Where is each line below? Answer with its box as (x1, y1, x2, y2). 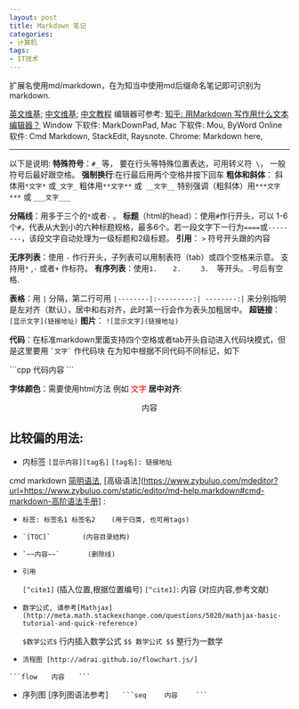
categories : (9, 29, 53, 38)
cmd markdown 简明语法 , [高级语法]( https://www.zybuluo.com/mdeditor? (9, 474, 279, 486)
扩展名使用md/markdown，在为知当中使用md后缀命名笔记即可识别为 (9, 80, 262, 90)
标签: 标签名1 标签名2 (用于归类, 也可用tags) (21, 515, 190, 524)
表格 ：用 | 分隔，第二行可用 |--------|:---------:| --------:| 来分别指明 (9, 293, 287, 303)
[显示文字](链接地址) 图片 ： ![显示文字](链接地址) (9, 316, 180, 326)
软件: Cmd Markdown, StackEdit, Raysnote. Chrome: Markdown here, (9, 131, 263, 141)
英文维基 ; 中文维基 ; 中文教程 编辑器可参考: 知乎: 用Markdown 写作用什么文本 (9, 109, 289, 119)
